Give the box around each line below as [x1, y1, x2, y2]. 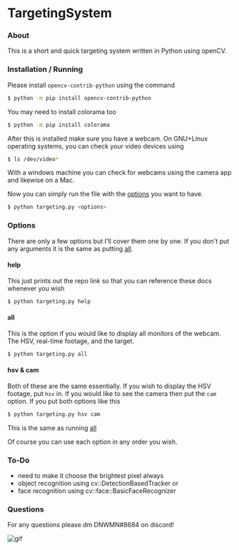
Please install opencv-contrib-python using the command [7, 81, 175, 89]
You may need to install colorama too [7, 107, 116, 116]
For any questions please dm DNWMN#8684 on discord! [7, 521, 175, 529]
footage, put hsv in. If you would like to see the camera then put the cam [7, 389, 217, 397]
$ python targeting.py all [7, 350, 88, 357]
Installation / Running [7, 64, 83, 74]
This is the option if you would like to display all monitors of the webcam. [7, 329, 221, 337]
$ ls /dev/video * [7, 156, 59, 163]
